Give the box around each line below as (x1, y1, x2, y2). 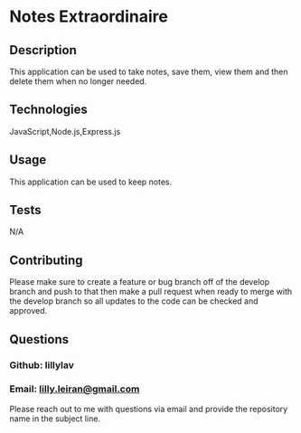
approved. (9, 306, 48, 316)
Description (9, 42, 77, 58)
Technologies (9, 102, 89, 118)
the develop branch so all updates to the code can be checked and (9, 296, 259, 306)
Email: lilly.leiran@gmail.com (9, 382, 140, 395)
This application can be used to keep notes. (9, 176, 173, 187)
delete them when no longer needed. (9, 76, 147, 87)
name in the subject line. (9, 413, 101, 424)
